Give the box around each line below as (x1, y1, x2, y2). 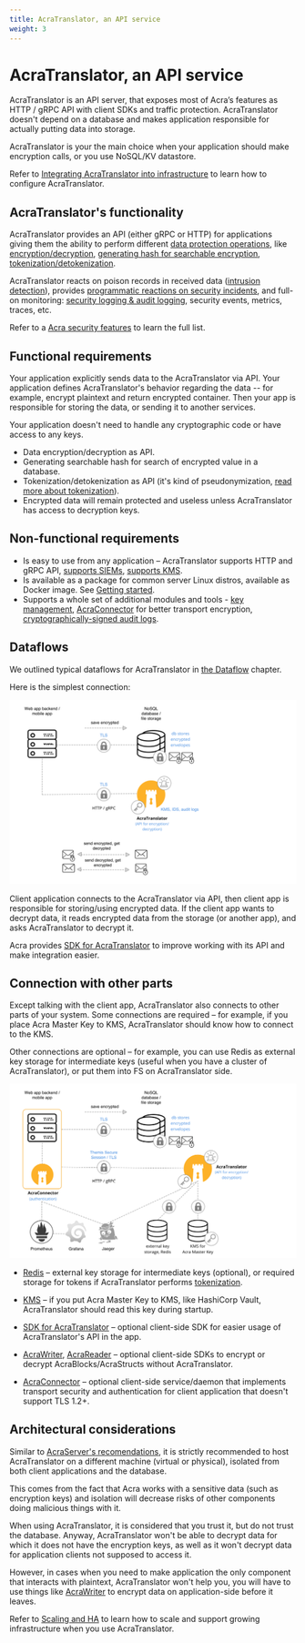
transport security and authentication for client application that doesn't (22, 1386, 289, 1396)
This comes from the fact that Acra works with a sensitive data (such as (9, 1483, 280, 1494)
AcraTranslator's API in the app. (22, 1332, 142, 1342)
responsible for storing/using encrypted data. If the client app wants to (9, 902, 275, 914)
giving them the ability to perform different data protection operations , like (9, 238, 288, 249)
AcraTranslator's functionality (9, 205, 184, 220)
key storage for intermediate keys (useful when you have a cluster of (9, 1056, 268, 1067)
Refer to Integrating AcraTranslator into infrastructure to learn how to (9, 168, 267, 179)
